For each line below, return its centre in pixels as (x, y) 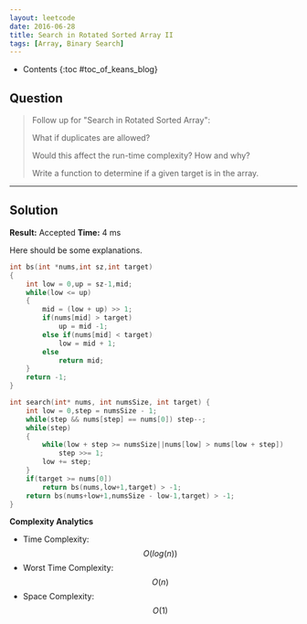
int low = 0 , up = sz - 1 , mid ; (79, 284)
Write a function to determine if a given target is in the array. (145, 174)
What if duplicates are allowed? (91, 138)
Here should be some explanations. (76, 250)
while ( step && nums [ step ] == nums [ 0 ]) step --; (116, 419)
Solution (34, 211)
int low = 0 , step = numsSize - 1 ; (91, 411)
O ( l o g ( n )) (160, 554)
